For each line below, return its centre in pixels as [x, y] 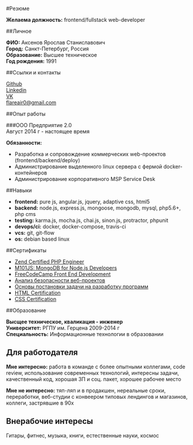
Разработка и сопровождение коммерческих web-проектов [90, 154]
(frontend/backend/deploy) [47, 160]
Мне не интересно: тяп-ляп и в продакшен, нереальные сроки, [86, 390]
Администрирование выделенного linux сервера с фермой [88, 167]
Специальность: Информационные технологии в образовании [85, 334]
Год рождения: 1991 [31, 61]
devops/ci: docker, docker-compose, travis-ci [70, 227]
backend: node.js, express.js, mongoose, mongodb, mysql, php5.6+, [98, 208]
